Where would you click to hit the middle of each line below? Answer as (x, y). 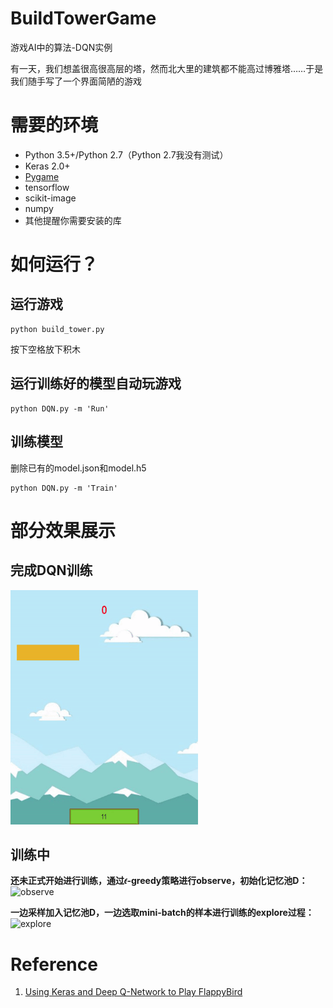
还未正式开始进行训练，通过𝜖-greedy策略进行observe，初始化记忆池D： (159, 881)
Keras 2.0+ (47, 166)
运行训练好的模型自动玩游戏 (96, 383)
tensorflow (47, 187)
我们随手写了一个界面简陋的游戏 (76, 81)
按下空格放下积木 (45, 349)
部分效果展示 (63, 530)
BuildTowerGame (83, 18)
